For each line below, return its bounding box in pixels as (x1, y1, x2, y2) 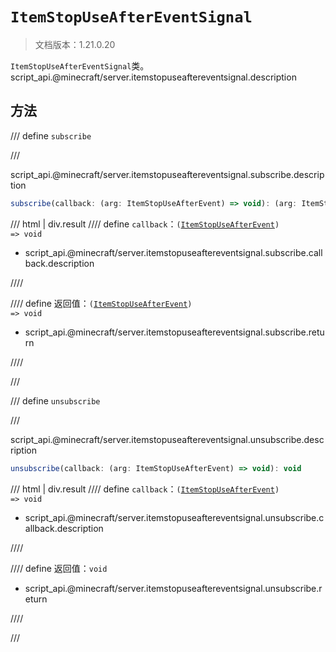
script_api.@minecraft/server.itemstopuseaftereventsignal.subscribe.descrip (10, 168, 325, 180)
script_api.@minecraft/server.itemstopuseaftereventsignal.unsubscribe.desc (10, 433, 325, 445)
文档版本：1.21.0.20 (34, 38, 116, 50)
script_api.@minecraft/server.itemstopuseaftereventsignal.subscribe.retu (24, 326, 325, 338)
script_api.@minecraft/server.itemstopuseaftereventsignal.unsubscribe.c (24, 511, 325, 523)
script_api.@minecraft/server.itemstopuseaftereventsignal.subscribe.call (24, 246, 323, 258)
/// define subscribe (10, 129, 92, 142)
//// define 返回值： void (10, 562, 108, 574)
